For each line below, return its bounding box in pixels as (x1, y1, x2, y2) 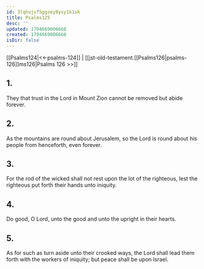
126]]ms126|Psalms (6, 60, 55, 68)
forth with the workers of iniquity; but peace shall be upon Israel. (6, 256, 169, 263)
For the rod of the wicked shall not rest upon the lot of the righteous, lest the (6, 175, 198, 182)
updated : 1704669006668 (6, 26, 67, 32)
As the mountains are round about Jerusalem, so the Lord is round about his (6, 135, 197, 142)
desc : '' (6, 20, 29, 26)
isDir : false (6, 37, 40, 43)
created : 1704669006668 (6, 32, 67, 38)
